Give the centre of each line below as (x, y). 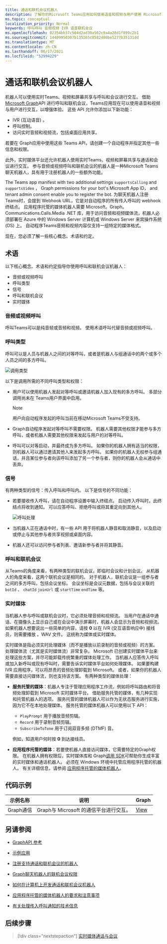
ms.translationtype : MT (30, 42)
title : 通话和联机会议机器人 (32, 10)
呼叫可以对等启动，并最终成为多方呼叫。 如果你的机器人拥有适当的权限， (87, 445)
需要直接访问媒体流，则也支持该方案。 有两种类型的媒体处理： (69, 676)
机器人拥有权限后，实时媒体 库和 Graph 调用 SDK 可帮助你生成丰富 (93, 756)
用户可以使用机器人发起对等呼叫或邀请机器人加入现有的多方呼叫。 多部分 (87, 392)
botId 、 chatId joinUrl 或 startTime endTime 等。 (56, 590)
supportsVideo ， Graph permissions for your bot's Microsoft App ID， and (81, 188)
